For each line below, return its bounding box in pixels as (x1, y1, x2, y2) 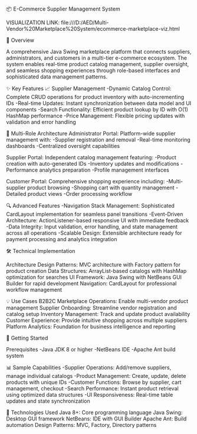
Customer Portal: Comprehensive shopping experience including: (6, 178, 165, 185)
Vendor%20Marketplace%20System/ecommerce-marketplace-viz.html (6, 25, 180, 32)
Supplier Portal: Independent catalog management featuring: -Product (6, 154, 177, 161)
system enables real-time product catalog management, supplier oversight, (6, 61, 189, 67)
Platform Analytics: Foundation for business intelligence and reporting (6, 323, 176, 330)
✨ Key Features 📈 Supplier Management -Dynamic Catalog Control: (6, 85, 172, 92)
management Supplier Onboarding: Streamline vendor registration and (6, 304, 177, 311)
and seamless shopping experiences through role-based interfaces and (6, 67, 180, 74)
